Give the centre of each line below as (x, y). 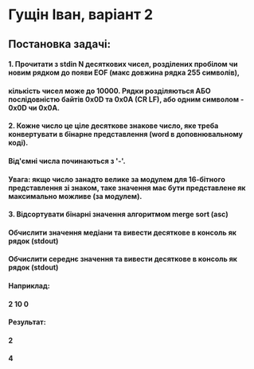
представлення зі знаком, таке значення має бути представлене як (127, 188)
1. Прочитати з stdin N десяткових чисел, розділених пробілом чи (123, 64)
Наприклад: (29, 285)
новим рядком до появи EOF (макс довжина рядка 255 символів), (124, 72)
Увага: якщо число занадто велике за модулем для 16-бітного (117, 179)
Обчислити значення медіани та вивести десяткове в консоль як (123, 232)
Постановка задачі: (60, 44)
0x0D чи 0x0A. (34, 107)
